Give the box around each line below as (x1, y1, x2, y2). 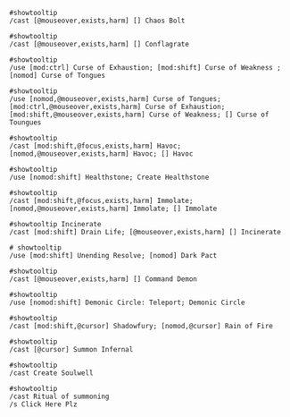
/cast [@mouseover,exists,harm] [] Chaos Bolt (9, 16, 186, 25)
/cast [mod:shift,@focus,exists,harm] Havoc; (9, 141, 181, 150)
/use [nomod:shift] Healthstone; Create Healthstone (9, 173, 210, 182)
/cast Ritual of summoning (9, 392, 110, 401)
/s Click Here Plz (9, 400, 78, 409)
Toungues (9, 118, 42, 127)
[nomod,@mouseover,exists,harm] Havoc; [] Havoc (9, 149, 194, 158)
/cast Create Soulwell (9, 369, 94, 378)
